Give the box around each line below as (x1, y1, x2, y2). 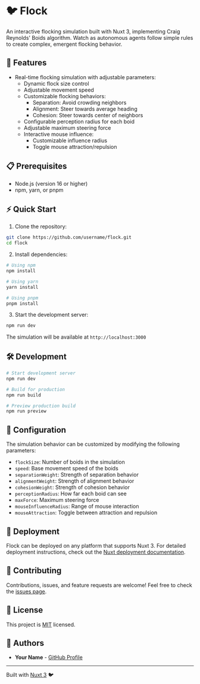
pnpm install (6, 301, 39, 307)
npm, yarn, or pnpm (14, 186, 64, 193)
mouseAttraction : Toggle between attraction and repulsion (14, 509, 158, 516)
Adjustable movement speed (23, 86, 94, 93)
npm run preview (6, 408, 46, 414)
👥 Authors (6, 638, 45, 648)
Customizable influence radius (32, 137, 108, 144)
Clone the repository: (14, 223, 67, 230)
